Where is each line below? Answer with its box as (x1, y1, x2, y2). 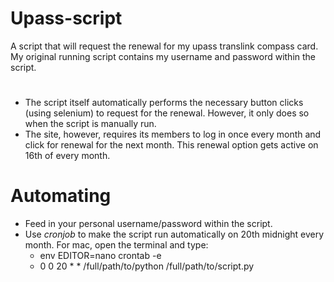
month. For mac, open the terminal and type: (24, 239, 209, 251)
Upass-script (10, 7, 123, 30)
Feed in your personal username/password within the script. (24, 218, 273, 230)
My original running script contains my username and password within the (10, 50, 317, 62)
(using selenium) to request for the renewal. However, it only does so (24, 107, 310, 119)
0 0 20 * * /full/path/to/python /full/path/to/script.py (39, 260, 255, 272)
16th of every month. (24, 150, 111, 162)
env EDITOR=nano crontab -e (39, 250, 162, 262)
